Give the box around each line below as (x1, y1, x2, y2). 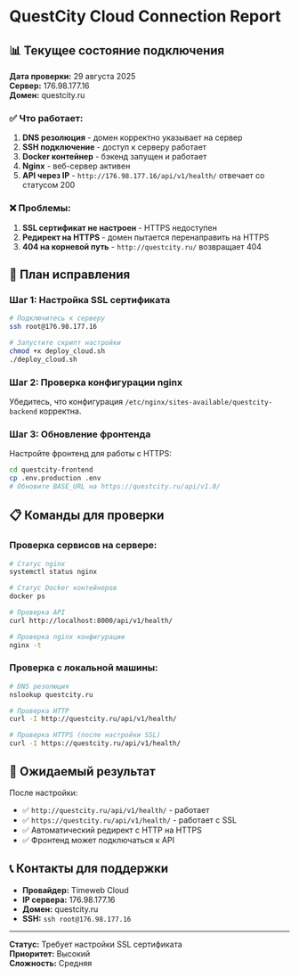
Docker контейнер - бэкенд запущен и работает (21, 152, 207, 162)
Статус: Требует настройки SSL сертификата (9, 939, 182, 949)
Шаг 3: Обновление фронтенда (9, 428, 151, 440)
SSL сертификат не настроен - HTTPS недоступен (21, 222, 218, 233)
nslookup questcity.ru (9, 690, 93, 699)
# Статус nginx (9, 559, 66, 568)
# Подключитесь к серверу (9, 314, 105, 323)
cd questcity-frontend (9, 465, 93, 474)
